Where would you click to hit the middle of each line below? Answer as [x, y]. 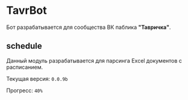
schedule [24, 46]
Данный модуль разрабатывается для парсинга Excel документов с [94, 60]
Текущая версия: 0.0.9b [37, 78]
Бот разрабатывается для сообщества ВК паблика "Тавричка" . [89, 27]
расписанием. [25, 67]
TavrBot [27, 11]
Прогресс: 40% [24, 90]
